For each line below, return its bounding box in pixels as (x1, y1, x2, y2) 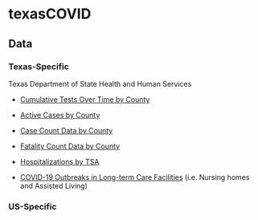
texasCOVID (8, 5, 92, 23)
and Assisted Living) (19, 181, 88, 190)
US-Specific (8, 201, 57, 212)
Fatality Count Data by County (19, 141, 121, 151)
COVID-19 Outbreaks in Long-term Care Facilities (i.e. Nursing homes (19, 172, 250, 181)
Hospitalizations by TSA (19, 157, 100, 166)
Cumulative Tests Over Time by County (19, 94, 150, 104)
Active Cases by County (19, 110, 100, 120)
